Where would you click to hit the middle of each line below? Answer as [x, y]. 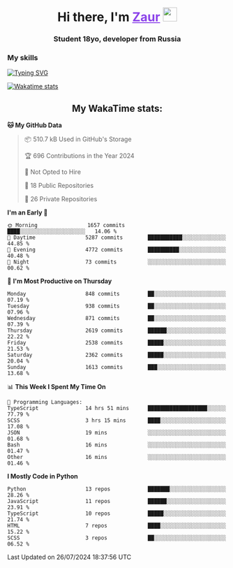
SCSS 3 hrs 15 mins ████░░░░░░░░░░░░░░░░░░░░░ [117, 421]
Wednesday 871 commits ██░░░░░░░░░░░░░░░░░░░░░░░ [117, 319]
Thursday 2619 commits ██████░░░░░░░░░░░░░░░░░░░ [117, 331]
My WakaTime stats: [117, 108]
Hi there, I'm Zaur [109, 17]
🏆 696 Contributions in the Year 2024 [79, 156]
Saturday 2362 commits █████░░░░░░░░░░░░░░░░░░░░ [117, 355]
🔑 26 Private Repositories [61, 199]
